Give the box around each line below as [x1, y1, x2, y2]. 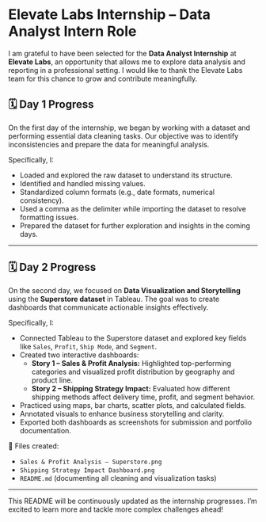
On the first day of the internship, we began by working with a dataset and [8, 123, 251, 132]
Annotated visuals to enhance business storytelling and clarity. [19, 409, 225, 418]
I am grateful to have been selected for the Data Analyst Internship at [8, 48, 237, 58]
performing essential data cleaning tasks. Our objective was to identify [8, 131, 239, 140]
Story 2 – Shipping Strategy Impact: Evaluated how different [31, 383, 231, 393]
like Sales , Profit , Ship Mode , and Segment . [19, 341, 157, 351]
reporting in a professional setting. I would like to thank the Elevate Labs [8, 65, 243, 74]
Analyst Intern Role [8, 22, 137, 40]
